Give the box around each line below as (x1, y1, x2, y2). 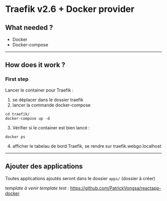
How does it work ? (5, 61, 66, 69)
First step (5, 76, 29, 83)
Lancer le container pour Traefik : (5, 87, 74, 93)
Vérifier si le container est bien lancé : (12, 124, 90, 130)
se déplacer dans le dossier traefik (12, 97, 83, 102)
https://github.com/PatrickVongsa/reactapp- (70, 185, 162, 191)
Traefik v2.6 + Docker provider (5, 3, 135, 15)
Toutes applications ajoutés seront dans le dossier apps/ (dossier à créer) (5, 175, 156, 181)
